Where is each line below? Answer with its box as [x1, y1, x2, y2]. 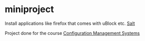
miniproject [5, 4, 54, 15]
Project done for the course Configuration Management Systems [5, 30, 140, 36]
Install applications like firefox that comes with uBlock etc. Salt [5, 20, 135, 26]
